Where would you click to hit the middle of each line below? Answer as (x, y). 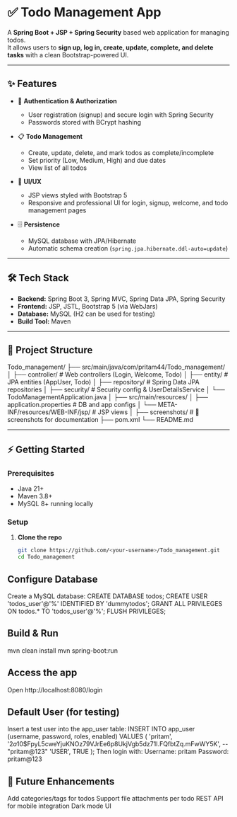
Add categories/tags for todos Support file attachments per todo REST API (115, 799)
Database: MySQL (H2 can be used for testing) (86, 314)
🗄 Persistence (38, 224)
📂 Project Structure (50, 350)
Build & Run (33, 633)
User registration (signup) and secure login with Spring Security (121, 115)
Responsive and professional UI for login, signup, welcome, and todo (128, 202)
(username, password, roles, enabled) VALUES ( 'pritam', (90, 736)
